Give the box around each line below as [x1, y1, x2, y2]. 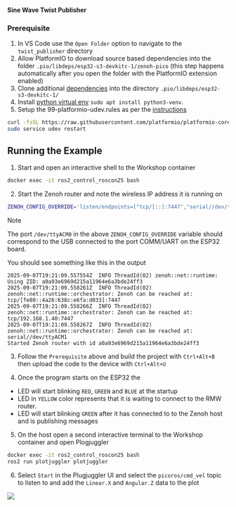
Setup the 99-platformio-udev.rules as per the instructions [17, 105, 188, 113]
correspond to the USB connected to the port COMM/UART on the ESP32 [7, 237, 220, 246]
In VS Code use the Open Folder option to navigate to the [17, 39, 183, 47]
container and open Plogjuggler [17, 438, 109, 446]
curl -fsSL [7, 118, 39, 126]
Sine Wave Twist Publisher [7, 6, 86, 14]
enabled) [17, 76, 44, 84]
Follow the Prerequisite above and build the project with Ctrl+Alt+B [17, 352, 216, 361]
